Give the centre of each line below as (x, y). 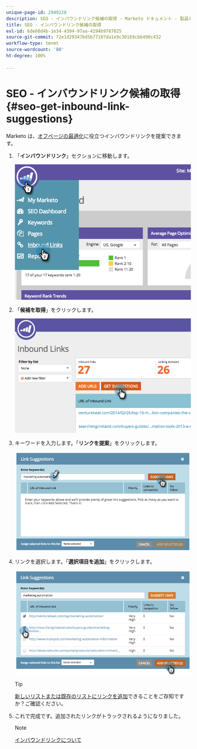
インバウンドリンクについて (48, 740)
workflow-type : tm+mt (33, 43)
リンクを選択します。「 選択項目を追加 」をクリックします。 (85, 561)
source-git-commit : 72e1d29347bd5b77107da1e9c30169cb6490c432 (84, 37)
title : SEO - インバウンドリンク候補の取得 (54, 25)
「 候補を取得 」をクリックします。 (55, 310)
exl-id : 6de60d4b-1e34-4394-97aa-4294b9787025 (64, 31)
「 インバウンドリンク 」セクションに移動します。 (74, 156)
